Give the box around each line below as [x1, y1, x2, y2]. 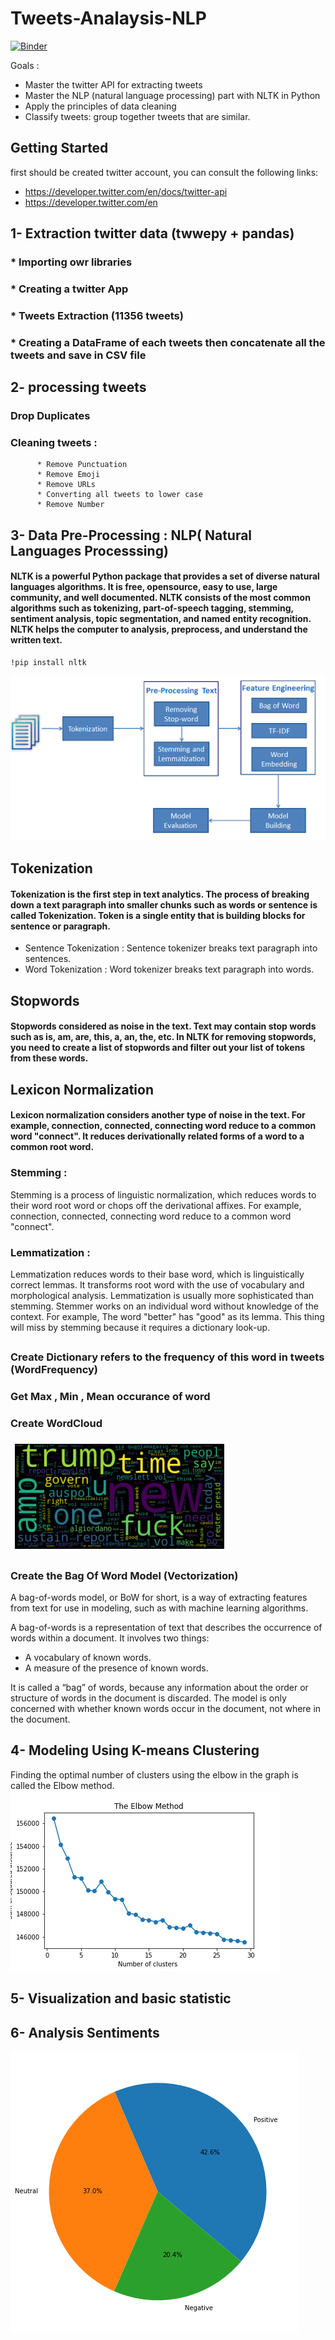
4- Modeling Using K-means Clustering [10, 1742, 260, 1759]
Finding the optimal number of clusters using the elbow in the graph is [10, 1768, 299, 1781]
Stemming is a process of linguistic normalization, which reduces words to [10, 1188, 317, 1201]
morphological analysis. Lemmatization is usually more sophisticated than [10, 1290, 315, 1301]
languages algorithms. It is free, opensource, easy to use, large [10, 581, 278, 593]
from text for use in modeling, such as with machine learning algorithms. [10, 1602, 309, 1614]
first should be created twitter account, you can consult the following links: [10, 166, 319, 178]
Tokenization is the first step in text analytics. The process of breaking [10, 888, 310, 900]
